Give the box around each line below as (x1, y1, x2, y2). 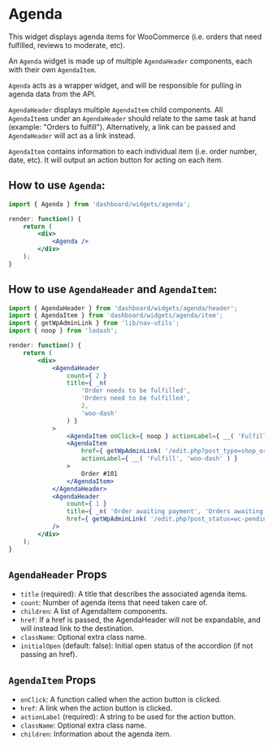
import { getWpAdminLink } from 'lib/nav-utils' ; (8, 319, 180, 327)
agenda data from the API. (8, 89, 97, 98)
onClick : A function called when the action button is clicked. (19, 695, 222, 705)
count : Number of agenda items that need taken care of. (19, 598, 208, 607)
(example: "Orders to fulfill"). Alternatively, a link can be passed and (8, 122, 236, 132)
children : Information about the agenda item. (19, 729, 172, 739)
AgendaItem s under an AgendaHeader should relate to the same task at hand (8, 113, 256, 123)
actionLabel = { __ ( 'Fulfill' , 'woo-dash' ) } (80, 455, 238, 463)
